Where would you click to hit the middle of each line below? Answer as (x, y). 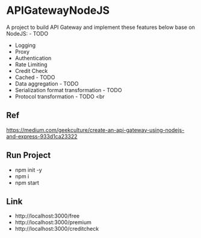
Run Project (29, 155)
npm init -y (28, 170)
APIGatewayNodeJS (58, 11)
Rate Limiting (31, 64)
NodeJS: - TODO (27, 33)
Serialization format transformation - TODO (68, 90)
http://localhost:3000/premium (53, 222)
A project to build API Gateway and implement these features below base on (101, 27)
